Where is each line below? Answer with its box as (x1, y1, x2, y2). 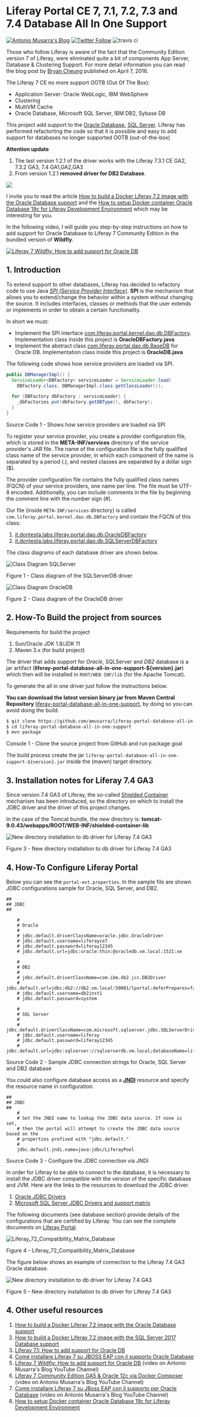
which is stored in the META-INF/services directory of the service (6, 438, 168, 446)
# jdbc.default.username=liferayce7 (17, 938, 108, 944)
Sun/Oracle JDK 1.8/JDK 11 (14, 640, 80, 647)
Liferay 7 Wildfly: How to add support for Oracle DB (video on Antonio (14, 1359, 186, 1366)
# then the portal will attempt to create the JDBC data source (17, 1126, 180, 1132)
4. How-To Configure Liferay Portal (6, 863, 138, 873)
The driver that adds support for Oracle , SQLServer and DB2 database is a (6, 658, 189, 665)
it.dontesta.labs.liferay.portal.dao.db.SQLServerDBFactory (14, 537, 158, 544)
